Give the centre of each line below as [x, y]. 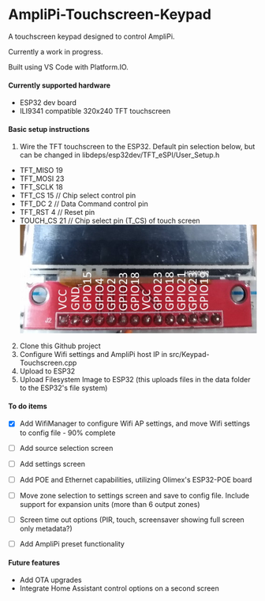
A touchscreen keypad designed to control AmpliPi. [91, 36]
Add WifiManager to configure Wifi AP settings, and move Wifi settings [135, 423]
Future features [34, 562]
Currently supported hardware [60, 85]
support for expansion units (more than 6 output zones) [110, 504]
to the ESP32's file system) [63, 388]
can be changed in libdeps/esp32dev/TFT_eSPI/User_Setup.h [119, 155]
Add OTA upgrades [50, 580]
